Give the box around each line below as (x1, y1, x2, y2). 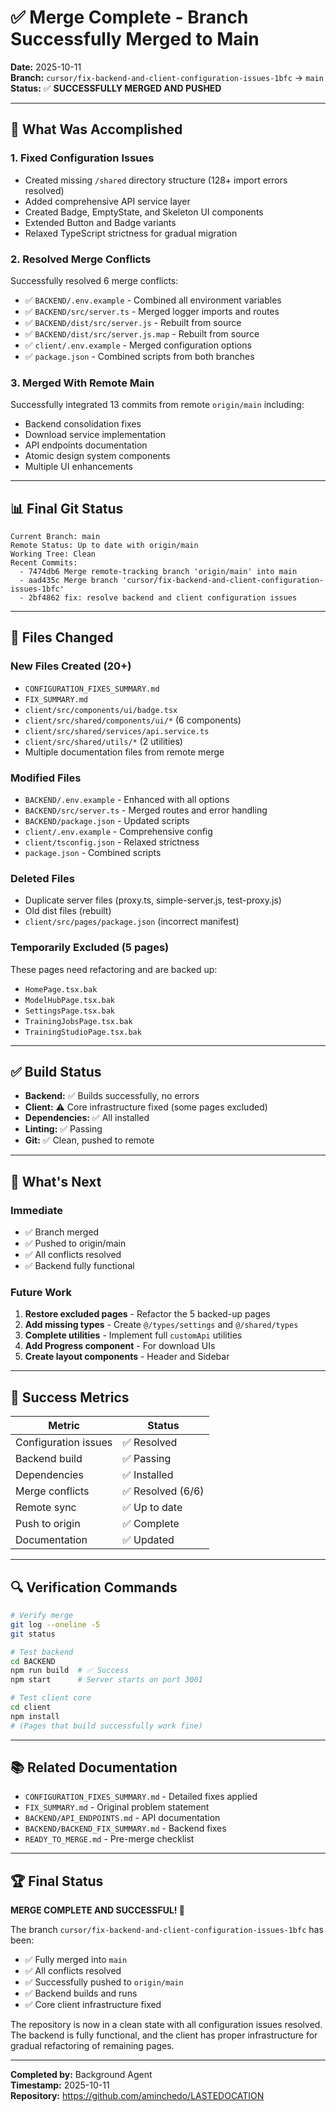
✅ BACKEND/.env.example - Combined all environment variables (24, 294, 282, 306)
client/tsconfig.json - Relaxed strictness (24, 836, 200, 848)
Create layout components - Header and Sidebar (24, 1351, 230, 1363)
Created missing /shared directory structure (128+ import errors (24, 174, 288, 186)
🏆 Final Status (10, 1872, 104, 1890)
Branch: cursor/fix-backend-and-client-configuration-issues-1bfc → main (10, 71, 324, 83)
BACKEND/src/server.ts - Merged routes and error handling (24, 804, 268, 816)
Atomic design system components (24, 450, 171, 462)
